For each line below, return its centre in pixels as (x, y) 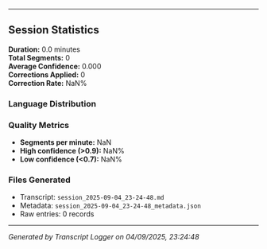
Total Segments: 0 (39, 57)
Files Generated (40, 180)
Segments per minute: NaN (66, 142)
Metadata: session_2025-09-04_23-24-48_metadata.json (110, 206)
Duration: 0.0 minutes (44, 49)
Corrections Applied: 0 (47, 74)
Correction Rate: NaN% (48, 83)
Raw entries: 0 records (57, 214)
